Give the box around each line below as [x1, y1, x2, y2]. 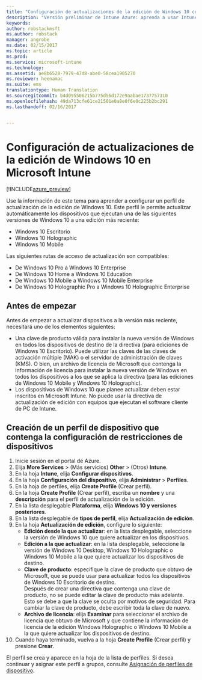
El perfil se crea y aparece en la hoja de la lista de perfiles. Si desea [6, 654, 174, 661]
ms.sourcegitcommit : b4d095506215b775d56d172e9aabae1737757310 [6, 93, 168, 99]
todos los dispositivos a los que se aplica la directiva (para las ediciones [14, 373, 194, 381]
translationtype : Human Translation [6, 87, 98, 93]
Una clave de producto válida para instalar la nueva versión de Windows [14, 335, 194, 342]
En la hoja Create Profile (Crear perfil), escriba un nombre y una [14, 489, 176, 497]
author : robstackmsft [6, 25, 61, 32]
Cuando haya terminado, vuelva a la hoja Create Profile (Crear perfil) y [14, 636, 191, 643]
